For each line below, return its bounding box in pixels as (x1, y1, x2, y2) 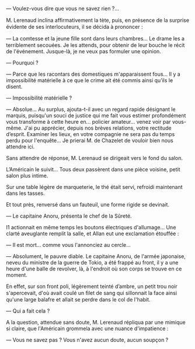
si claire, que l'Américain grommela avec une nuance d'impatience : (6, 325, 169, 332)
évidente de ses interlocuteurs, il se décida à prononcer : (6, 23, 143, 30)
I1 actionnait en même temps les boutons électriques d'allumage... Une (6, 224, 176, 231)
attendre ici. (6, 143, 35, 150)
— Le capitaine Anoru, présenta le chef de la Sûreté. (6, 212, 133, 219)
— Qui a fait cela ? (6, 307, 50, 314)
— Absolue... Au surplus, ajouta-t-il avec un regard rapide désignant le (6, 106, 176, 113)
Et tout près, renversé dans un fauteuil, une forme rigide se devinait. (6, 201, 170, 208)
